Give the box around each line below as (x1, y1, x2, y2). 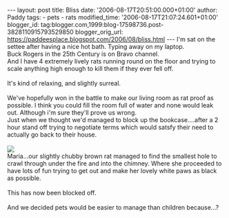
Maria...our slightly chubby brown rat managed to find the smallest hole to (7, 152, 217, 160)
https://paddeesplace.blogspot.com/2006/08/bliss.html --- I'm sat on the (7, 35, 216, 43)
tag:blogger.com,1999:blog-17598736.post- (40, 21, 164, 28)
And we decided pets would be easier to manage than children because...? (7, 204, 219, 211)
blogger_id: (7, 21, 39, 28)
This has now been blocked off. (7, 189, 97, 197)
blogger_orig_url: (74, 28, 123, 36)
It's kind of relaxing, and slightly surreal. (7, 79, 121, 87)
